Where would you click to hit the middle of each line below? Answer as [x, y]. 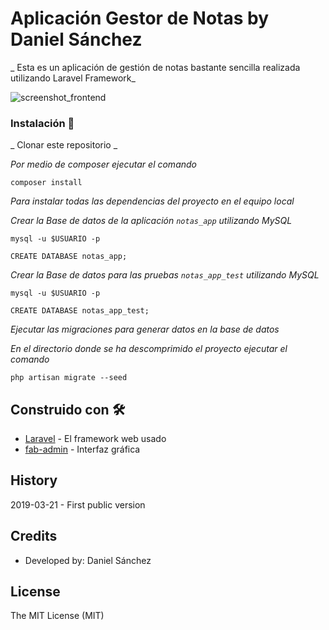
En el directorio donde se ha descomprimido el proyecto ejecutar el [149, 349]
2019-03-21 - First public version [78, 504]
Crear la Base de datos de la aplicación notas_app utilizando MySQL [151, 221]
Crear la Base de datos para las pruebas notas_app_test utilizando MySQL [165, 275]
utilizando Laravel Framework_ [73, 78]
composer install [46, 183]
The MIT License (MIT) [57, 616]
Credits [34, 536]
